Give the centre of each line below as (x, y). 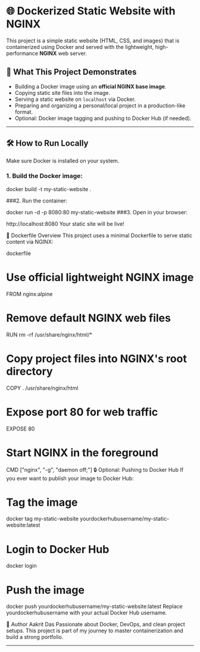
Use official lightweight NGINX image (100, 277)
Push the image (46, 590)
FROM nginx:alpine (29, 294)
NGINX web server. (63, 53)
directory (29, 371)
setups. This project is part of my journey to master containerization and (95, 631)
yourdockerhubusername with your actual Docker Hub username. (87, 613)
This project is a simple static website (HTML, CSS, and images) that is (93, 41)
